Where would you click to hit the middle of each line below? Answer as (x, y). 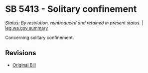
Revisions (21, 53)
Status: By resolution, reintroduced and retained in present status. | (74, 23)
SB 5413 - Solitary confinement (71, 9)
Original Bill (24, 65)
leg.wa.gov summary (27, 28)
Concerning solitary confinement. (40, 37)
